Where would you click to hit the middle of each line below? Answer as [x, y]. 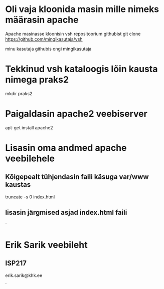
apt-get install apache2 [29, 127]
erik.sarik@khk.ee [24, 275]
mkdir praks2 [19, 93]
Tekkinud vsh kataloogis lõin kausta [81, 69]
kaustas [18, 185]
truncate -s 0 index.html [30, 197]
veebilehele [30, 158]
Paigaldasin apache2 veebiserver [76, 114]
